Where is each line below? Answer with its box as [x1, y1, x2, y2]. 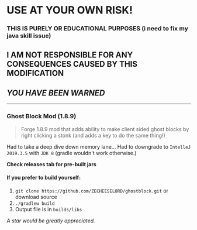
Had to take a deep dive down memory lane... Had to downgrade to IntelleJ [6, 143, 191, 150]
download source [15, 193, 57, 200]
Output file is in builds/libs [15, 205, 82, 212]
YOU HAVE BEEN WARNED [6, 88, 105, 98]
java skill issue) [6, 32, 51, 40]
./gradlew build [15, 200, 55, 207]
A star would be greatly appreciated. [6, 217, 95, 224]
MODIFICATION [6, 68, 64, 78]
